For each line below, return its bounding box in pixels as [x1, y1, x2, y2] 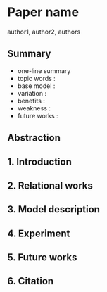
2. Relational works [7, 179, 93, 191]
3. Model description [7, 203, 101, 215]
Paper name [7, 4, 80, 20]
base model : [17, 82, 56, 90]
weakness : [17, 103, 51, 113]
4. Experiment [7, 227, 70, 239]
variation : [17, 89, 47, 97]
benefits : [17, 96, 46, 105]
